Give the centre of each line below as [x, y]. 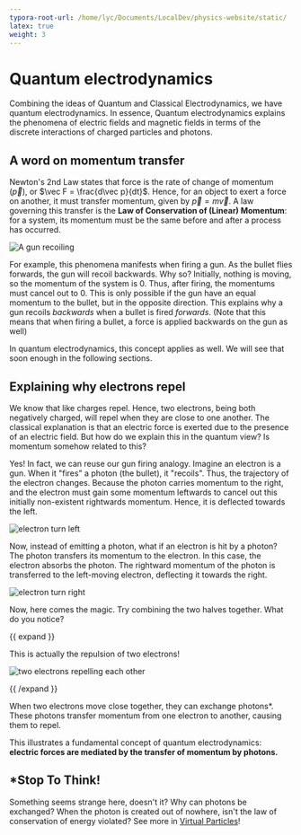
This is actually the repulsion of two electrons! [95, 654]
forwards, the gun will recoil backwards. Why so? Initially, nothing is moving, [150, 274]
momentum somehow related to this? [78, 446]
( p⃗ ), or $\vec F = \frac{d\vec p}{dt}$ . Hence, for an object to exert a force [148, 192]
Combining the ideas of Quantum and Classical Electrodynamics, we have [146, 103]
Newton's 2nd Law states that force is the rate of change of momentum [142, 182]
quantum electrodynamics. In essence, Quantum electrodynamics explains [147, 113]
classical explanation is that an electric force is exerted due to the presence [149, 426]
